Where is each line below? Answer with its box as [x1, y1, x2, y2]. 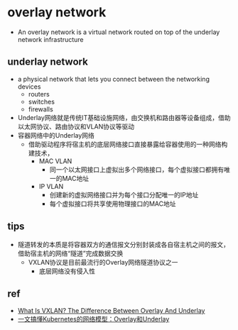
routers [28, 89, 50, 98]
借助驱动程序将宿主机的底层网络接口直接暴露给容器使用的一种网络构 [28, 140, 228, 148]
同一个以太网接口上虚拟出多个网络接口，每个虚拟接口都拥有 [49, 165, 225, 174]
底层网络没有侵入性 [38, 267, 96, 275]
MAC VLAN [38, 157, 72, 165]
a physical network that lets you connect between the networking [17, 75, 210, 83]
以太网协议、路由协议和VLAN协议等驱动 [17, 122, 135, 131]
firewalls [28, 104, 53, 114]
